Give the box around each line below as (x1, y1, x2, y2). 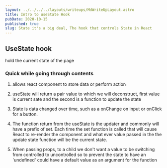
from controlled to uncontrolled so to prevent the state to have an (12, 152, 146, 158)
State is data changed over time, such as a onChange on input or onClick (12, 106, 163, 112)
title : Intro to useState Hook (5, 12, 70, 17)
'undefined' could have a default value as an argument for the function (12, 157, 158, 163)
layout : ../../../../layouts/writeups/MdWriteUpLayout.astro (5, 7, 135, 12)
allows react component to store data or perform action (12, 81, 126, 87)
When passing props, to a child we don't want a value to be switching (12, 147, 155, 153)
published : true (5, 21, 39, 26)
